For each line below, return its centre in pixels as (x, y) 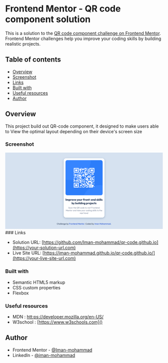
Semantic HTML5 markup (39, 282)
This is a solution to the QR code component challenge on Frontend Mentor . (83, 33)
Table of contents (33, 60)
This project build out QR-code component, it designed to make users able (82, 126)
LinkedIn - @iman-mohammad (44, 355)
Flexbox (20, 293)
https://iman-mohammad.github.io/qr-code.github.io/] (99, 253)
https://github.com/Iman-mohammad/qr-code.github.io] (101, 242)
